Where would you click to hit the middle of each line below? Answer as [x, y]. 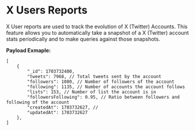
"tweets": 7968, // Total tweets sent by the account [94, 76]
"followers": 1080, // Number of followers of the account [101, 82]
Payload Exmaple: [28, 50]
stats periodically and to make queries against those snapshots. [83, 39]
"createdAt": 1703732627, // [63, 107]
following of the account [38, 102]
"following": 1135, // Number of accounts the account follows [106, 87]
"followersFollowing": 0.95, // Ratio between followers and [104, 97]
